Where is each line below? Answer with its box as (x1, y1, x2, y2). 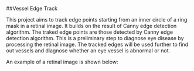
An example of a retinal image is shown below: (6, 58, 118, 65)
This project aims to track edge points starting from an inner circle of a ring (6, 16, 188, 23)
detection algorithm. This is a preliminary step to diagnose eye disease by (6, 35, 184, 41)
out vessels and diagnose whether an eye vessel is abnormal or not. (6, 47, 171, 54)
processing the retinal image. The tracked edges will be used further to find (6, 41, 189, 48)
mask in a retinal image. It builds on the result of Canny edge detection (6, 23, 177, 29)
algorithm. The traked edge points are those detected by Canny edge (6, 29, 173, 35)
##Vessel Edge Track (6, 5, 57, 12)
